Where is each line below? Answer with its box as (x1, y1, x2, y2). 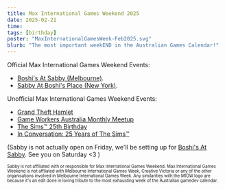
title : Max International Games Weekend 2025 (7, 10, 139, 17)
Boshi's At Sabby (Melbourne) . (16, 74, 104, 82)
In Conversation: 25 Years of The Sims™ (16, 130, 130, 138)
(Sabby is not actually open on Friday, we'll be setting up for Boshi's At (7, 143, 207, 151)
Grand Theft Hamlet (16, 108, 73, 116)
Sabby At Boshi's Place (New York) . (16, 82, 118, 89)
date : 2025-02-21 (7, 16, 57, 23)
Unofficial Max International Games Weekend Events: (7, 95, 158, 103)
